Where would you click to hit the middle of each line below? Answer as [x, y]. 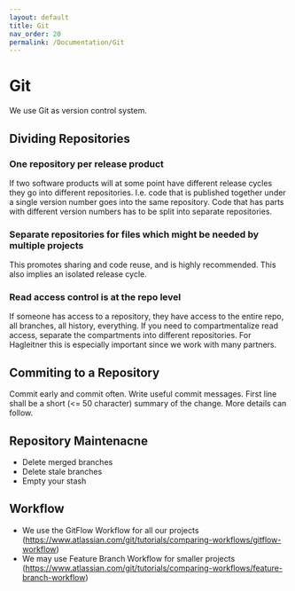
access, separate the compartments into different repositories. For [130, 335]
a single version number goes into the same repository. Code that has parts [147, 201]
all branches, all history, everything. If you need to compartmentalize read [144, 326]
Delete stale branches [62, 472]
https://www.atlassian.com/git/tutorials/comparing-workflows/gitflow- [153, 540]
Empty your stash [54, 481]
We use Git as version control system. [78, 111]
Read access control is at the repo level [95, 297]
